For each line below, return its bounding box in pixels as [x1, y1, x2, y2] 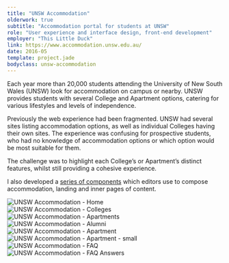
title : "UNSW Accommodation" [7, 10, 90, 17]
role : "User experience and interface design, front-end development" [7, 29, 213, 36]
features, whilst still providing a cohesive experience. [7, 164, 157, 172]
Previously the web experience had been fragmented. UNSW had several [7, 114, 213, 123]
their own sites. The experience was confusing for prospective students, [7, 129, 211, 137]
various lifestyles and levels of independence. [7, 101, 137, 109]
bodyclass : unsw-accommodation [7, 61, 96, 68]
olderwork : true [7, 16, 53, 23]
